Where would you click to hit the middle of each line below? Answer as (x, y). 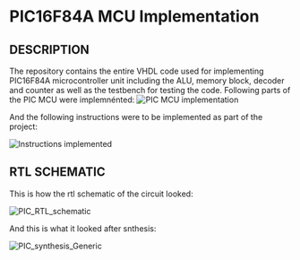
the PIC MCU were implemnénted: (72, 100)
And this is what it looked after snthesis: (83, 228)
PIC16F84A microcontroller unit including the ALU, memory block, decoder (147, 81)
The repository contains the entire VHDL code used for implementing (137, 71)
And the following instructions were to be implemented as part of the (136, 117)
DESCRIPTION (49, 50)
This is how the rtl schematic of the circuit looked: (102, 194)
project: (24, 126)
